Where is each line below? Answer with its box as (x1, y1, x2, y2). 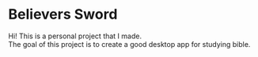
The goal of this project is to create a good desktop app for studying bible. (8, 39, 251, 48)
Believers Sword (8, 5, 118, 23)
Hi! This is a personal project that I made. (8, 31, 142, 41)
